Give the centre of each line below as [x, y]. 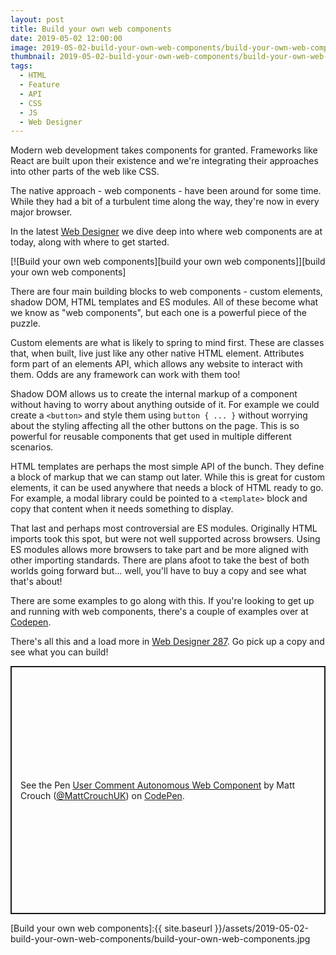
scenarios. [32, 447]
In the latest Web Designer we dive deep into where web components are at [166, 232]
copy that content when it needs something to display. [122, 509]
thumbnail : [33, 57]
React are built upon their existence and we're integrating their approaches [164, 161]
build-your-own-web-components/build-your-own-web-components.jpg [160, 939]
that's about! [36, 582]
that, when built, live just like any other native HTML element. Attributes [157, 353]
